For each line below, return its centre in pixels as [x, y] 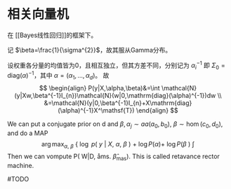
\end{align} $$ [157, 110]
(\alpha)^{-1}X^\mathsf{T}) [96, 110]
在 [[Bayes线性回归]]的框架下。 [52, 35]
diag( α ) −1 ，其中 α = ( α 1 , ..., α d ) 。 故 [58, 76]
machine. [21, 166]
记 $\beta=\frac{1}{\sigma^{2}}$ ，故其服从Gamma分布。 [90, 50]
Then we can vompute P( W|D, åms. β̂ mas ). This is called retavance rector [113, 157]
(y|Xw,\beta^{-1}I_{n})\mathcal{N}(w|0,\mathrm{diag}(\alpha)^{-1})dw [115, 95]
